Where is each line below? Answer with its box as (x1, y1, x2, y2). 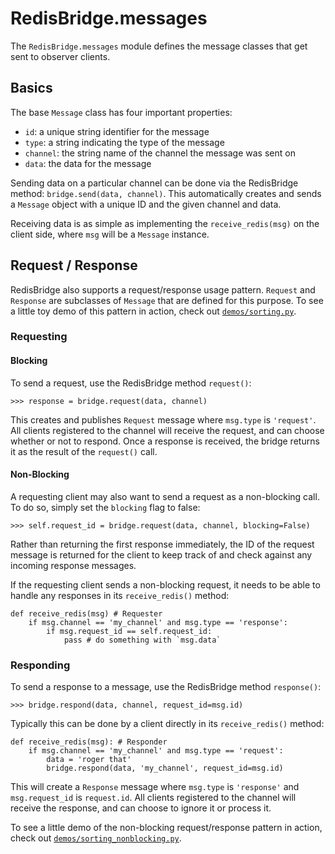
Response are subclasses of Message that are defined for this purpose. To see (10, 294, 324, 306)
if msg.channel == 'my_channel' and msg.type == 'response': (28, 617, 288, 627)
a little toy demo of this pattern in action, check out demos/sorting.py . (10, 305, 297, 317)
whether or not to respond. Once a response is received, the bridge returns (10, 435, 320, 447)
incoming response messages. (10, 559, 137, 571)
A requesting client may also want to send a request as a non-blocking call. (10, 490, 320, 502)
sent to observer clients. (10, 50, 111, 62)
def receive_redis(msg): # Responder (10, 737, 168, 747)
